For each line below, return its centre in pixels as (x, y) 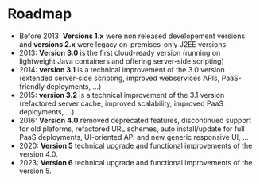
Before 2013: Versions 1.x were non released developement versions (132, 36)
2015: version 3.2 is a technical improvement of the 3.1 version (122, 95)
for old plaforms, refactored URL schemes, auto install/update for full (132, 129)
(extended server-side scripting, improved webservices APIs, (119, 78)
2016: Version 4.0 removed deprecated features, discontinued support (135, 120)
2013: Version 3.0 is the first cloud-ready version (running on (120, 52)
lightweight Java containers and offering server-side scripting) (121, 61)
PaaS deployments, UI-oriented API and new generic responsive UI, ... (134, 137)
